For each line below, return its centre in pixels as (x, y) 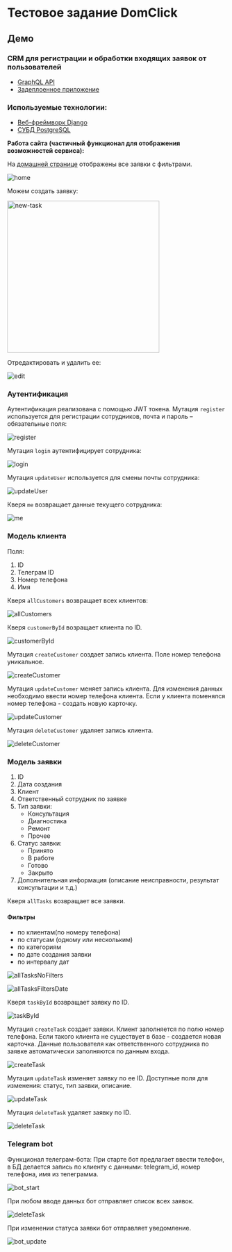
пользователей (34, 67)
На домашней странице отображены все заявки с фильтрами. (100, 164)
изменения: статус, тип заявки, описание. (69, 1086)
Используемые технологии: (57, 107)
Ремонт (39, 829)
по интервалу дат (43, 962)
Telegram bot (30, 1144)
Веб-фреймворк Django (52, 122)
